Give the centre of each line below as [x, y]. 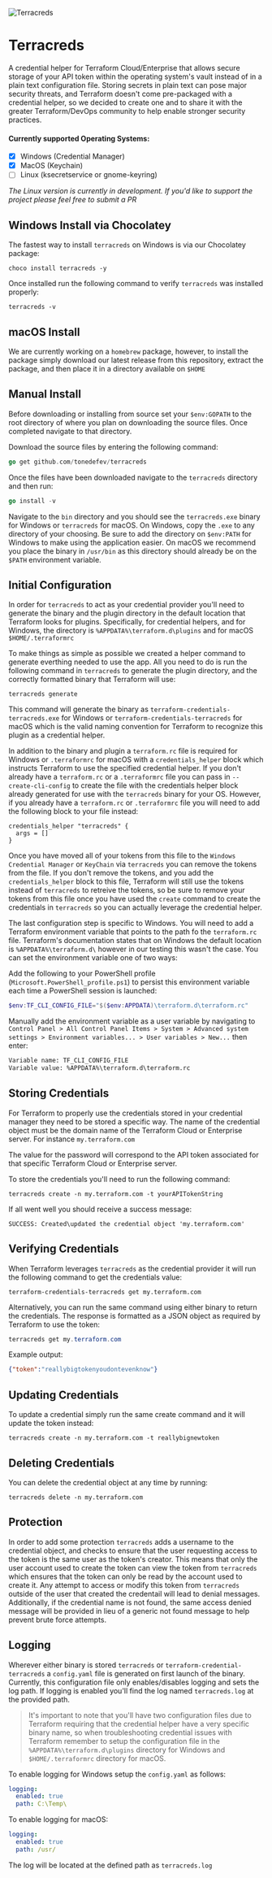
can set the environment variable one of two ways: [93, 958]
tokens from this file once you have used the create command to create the [135, 899]
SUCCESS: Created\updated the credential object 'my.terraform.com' [127, 1224]
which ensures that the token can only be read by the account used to [125, 1576]
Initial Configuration [60, 585]
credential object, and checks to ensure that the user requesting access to [133, 1550]
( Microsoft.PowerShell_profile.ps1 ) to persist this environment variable [129, 982]
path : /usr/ [36, 1850]
